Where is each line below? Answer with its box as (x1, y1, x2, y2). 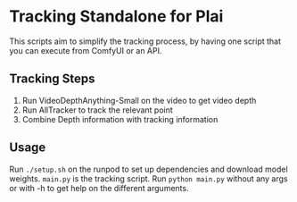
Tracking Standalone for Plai (9, 6, 224, 27)
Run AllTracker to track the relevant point (21, 105, 174, 115)
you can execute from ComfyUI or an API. (9, 45, 162, 55)
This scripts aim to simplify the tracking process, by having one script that (9, 36, 282, 46)
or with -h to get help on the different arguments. (9, 182, 189, 193)
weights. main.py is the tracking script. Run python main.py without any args (9, 173, 288, 184)
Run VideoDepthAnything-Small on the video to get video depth (21, 95, 257, 105)
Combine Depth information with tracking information (21, 114, 219, 124)
